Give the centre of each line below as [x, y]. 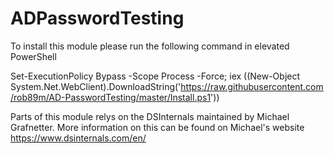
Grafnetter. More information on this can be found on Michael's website [157, 127]
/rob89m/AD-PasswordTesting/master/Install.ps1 [111, 97]
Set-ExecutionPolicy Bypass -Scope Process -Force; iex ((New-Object [155, 76]
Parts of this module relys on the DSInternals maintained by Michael [150, 116]
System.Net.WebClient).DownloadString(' [96, 86]
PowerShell [33, 56]
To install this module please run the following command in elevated [150, 46]
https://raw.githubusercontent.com [252, 86]
